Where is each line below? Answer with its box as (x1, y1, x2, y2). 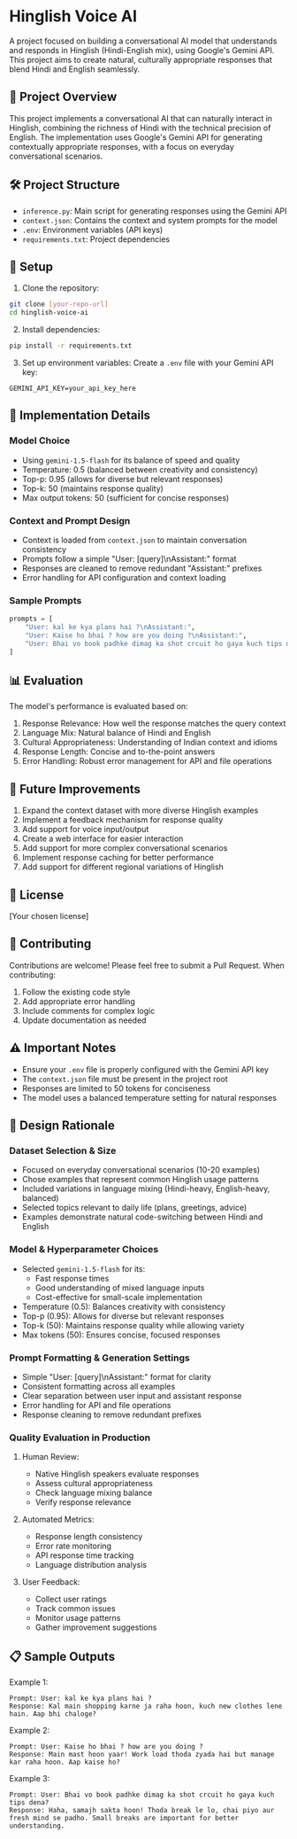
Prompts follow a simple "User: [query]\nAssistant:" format (21, 553, 237, 564)
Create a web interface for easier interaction (21, 833, 184, 844)
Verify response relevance (34, 1497, 132, 1508)
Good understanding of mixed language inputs (34, 1282, 205, 1293)
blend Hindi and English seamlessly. (9, 64, 141, 74)
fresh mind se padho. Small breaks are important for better (9, 1814, 240, 1823)
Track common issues (34, 1603, 117, 1614)
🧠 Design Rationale (9, 1118, 115, 1134)
